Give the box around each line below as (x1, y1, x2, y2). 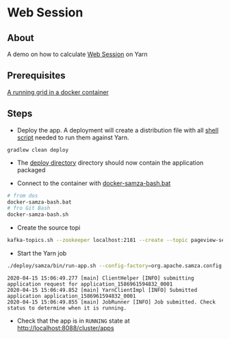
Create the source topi (16, 223, 81, 232)
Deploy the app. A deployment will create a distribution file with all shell (16, 126, 219, 134)
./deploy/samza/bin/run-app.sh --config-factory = (7, 262, 152, 269)
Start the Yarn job (16, 249, 67, 257)
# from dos (7, 192, 38, 199)
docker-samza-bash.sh (7, 211, 69, 218)
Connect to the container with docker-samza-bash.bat (16, 179, 171, 187)
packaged (16, 165, 46, 174)
